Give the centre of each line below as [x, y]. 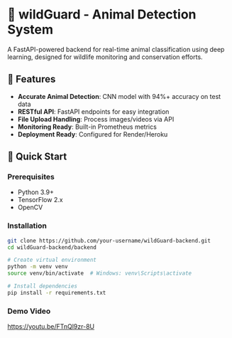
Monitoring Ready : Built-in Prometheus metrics [87, 127]
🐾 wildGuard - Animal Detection [102, 15]
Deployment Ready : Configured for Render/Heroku [93, 134]
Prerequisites [31, 177]
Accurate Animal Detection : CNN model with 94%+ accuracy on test [119, 96]
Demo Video [29, 311]
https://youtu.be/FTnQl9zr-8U [51, 327]
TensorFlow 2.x [40, 200]
